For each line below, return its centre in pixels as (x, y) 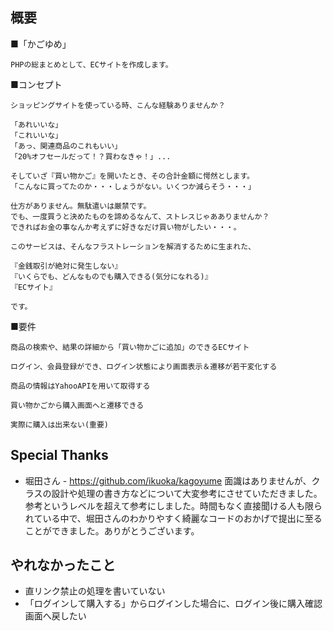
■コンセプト (36, 84)
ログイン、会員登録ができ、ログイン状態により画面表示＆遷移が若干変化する (144, 366)
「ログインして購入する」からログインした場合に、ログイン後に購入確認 (173, 604)
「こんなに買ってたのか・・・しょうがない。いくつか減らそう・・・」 (133, 186)
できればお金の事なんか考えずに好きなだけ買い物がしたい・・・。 (126, 227)
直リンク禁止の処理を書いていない (95, 591)
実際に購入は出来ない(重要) (60, 424)
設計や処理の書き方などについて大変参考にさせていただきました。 (187, 493)
